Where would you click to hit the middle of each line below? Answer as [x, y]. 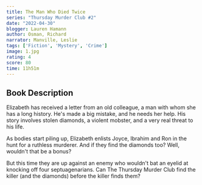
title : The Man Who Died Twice [46, 12]
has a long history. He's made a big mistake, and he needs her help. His [96, 114]
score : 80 [19, 62]
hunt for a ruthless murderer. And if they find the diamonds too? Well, [93, 145]
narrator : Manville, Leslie [42, 40]
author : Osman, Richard [37, 35]
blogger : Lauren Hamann [37, 29]
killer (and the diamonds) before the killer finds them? [74, 176]
